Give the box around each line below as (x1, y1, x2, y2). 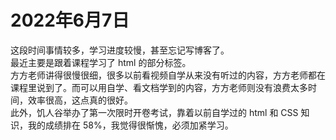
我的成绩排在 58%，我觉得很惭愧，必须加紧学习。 (27, 119, 234, 131)
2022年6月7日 (10, 9, 130, 32)
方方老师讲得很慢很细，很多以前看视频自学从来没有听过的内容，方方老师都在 (10, 69, 326, 81)
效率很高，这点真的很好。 (27, 94, 133, 106)
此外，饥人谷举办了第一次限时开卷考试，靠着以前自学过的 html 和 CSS (10, 106, 299, 118)
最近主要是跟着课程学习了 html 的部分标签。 (10, 56, 192, 68)
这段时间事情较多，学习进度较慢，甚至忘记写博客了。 (10, 44, 230, 56)
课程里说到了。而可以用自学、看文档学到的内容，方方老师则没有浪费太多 (10, 81, 308, 93)
